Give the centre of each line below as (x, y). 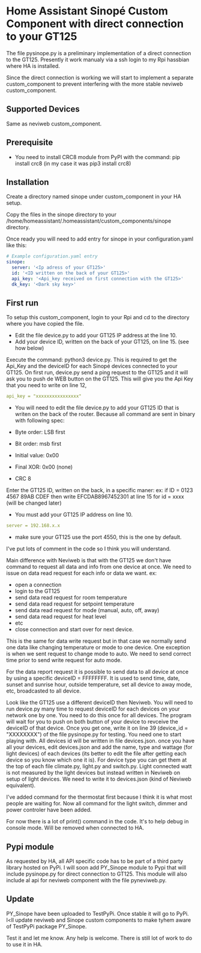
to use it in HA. (25, 944)
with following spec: (40, 421)
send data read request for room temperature (71, 598)
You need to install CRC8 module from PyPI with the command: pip (97, 157)
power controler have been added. (49, 810)
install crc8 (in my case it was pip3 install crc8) (73, 163)
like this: (16, 245)
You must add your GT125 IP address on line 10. (74, 515)
